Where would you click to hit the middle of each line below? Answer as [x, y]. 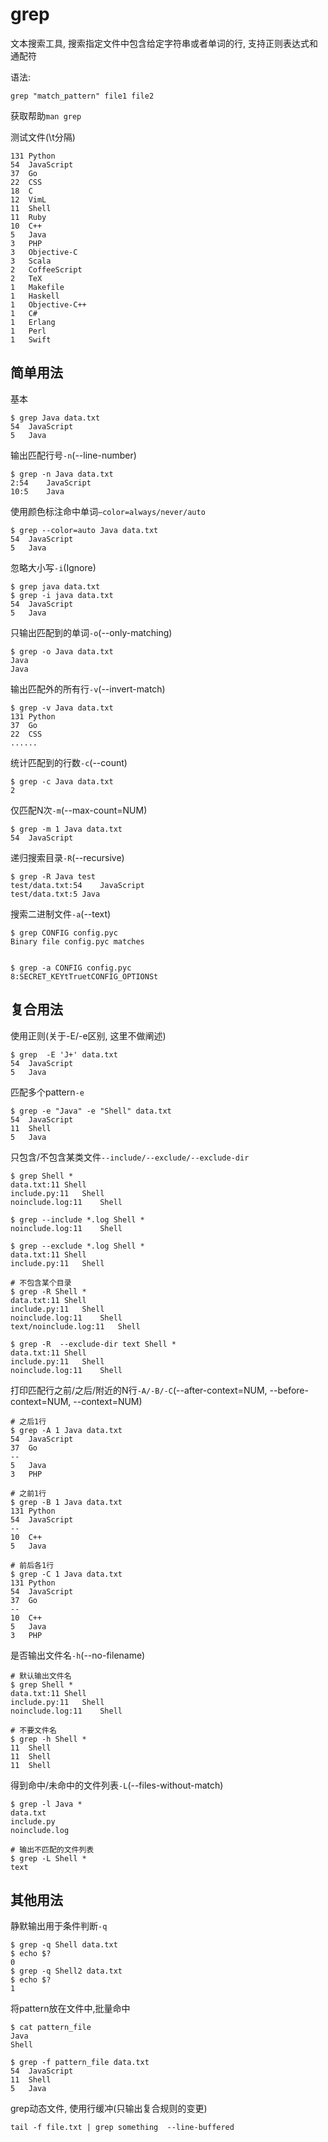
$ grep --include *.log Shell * [77, 1219]
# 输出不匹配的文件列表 [52, 1849]
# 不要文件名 [33, 1730]
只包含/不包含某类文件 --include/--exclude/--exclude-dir [130, 1157]
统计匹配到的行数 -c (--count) [69, 762]
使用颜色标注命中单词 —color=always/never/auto [108, 511]
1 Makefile [37, 287]
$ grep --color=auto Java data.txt [84, 530]
